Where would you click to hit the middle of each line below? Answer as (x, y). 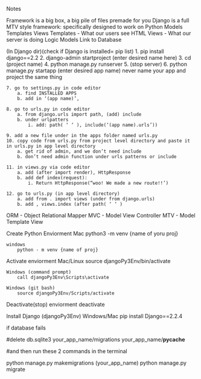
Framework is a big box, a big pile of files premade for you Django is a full (98, 20)
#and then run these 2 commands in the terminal (67, 351)
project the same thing (34, 77)
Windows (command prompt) (39, 272)
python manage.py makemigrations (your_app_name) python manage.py (97, 363)
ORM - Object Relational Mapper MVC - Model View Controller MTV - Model (101, 215)
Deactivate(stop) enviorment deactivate (56, 304)
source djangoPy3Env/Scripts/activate (66, 293)
